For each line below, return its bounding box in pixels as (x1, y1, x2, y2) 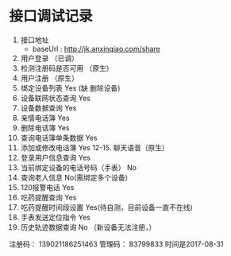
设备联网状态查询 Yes (20, 93, 90, 103)
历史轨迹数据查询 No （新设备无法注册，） (20, 222, 156, 231)
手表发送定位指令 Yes (20, 212, 90, 222)
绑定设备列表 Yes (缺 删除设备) (20, 83, 121, 92)
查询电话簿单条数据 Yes (20, 133, 98, 142)
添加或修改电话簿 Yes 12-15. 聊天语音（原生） (20, 142, 169, 152)
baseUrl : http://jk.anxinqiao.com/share (32, 44, 161, 53)
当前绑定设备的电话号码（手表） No (20, 162, 137, 172)
